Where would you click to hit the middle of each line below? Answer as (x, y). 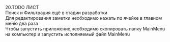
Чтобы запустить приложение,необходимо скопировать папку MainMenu (85, 29)
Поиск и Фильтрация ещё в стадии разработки (56, 13)
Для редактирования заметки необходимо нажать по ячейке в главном (84, 18)
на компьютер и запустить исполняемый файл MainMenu (68, 34)
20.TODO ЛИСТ (22, 7)
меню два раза (22, 23)
